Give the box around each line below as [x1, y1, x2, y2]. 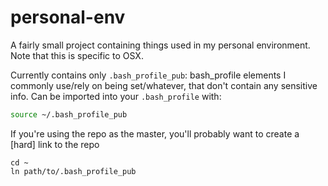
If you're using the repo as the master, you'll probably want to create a [10, 127, 300, 140]
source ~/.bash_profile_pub [10, 109, 128, 120]
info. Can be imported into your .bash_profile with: [10, 90, 222, 102]
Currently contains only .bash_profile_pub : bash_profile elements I [10, 69, 287, 81]
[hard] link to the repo [10, 138, 100, 150]
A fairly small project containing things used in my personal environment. [10, 39, 311, 51]
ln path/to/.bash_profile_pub [10, 166, 137, 176]
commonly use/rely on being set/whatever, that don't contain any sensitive [10, 79, 318, 91]
